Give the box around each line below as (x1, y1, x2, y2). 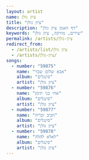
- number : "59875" (11, 63, 57, 69)
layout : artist (6, 8, 43, 15)
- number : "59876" (11, 85, 57, 91)
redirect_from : (6, 42, 43, 47)
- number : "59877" (11, 107, 57, 113)
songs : (6, 57, 22, 63)
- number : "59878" (11, 128, 57, 135)
